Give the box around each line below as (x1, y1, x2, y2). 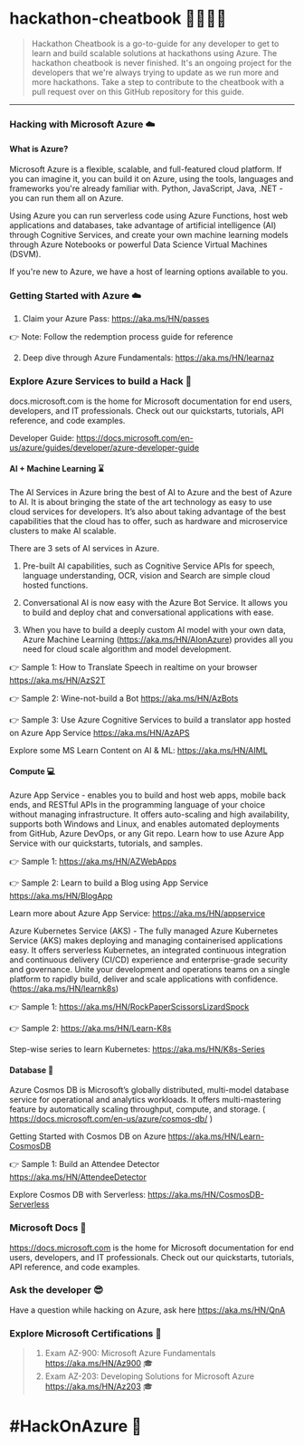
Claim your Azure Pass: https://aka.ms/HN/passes (22, 313, 210, 324)
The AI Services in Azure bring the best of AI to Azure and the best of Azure (9, 486, 292, 497)
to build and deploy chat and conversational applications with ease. (22, 607, 274, 617)
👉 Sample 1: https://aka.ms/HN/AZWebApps (9, 856, 177, 867)
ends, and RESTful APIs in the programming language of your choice (9, 799, 265, 810)
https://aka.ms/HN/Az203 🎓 (44, 1381, 154, 1392)
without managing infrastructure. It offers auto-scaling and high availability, (9, 809, 290, 820)
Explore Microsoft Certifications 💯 (9, 1326, 162, 1339)
